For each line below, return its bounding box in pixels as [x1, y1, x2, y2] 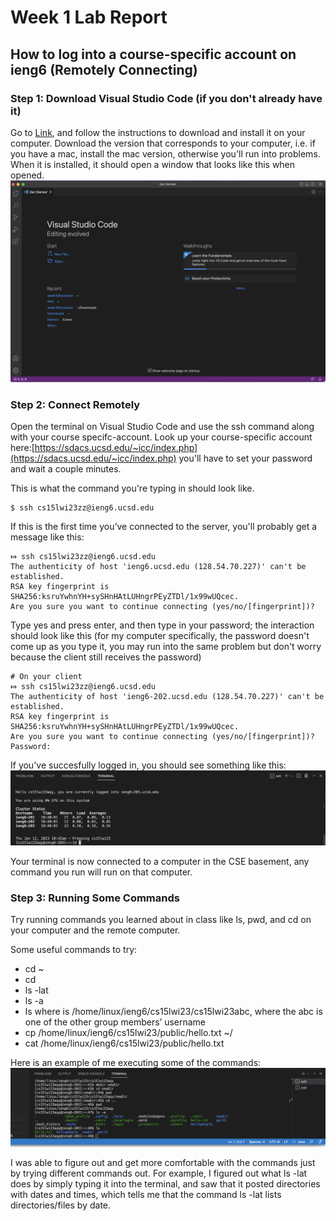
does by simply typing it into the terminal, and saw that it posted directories [10, 1177, 321, 1190]
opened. [10, 169, 45, 181]
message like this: [10, 531, 85, 543]
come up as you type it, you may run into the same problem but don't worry [10, 641, 322, 653]
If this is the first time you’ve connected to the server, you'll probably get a [10, 521, 318, 533]
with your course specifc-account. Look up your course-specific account [10, 431, 313, 443]
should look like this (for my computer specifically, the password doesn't [10, 630, 310, 642]
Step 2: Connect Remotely [10, 397, 141, 411]
